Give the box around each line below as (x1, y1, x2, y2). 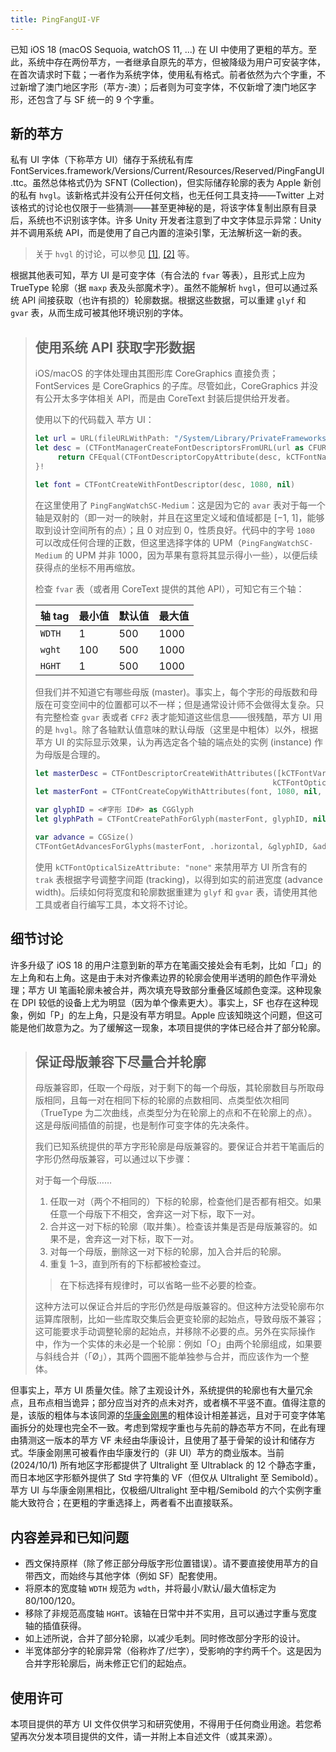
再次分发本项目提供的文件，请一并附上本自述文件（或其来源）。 (18, 1731, 278, 1742)
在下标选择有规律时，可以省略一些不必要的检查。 (59, 1279, 262, 1291)
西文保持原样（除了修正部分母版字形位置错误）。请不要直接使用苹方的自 (24, 1557, 319, 1570)
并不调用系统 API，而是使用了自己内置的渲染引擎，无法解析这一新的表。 (10, 227, 308, 239)
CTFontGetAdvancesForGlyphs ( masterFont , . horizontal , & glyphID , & (34, 841, 318, 851)
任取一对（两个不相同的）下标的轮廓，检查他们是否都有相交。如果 (49, 1196, 322, 1208)
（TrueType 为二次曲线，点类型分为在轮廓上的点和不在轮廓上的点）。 (34, 1107, 318, 1119)
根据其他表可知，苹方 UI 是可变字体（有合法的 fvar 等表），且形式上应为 (10, 269, 306, 281)
